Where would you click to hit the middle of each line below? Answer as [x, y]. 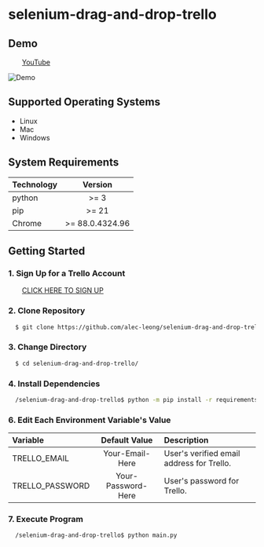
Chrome [27, 223]
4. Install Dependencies [54, 384]
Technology [35, 184]
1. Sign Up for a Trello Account [67, 273]
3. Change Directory [48, 347]
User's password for [202, 481]
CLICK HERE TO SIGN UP [63, 290]
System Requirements [64, 162]
